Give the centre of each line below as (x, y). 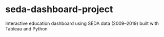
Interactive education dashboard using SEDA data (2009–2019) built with (82, 23)
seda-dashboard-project (59, 9)
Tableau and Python (26, 28)
